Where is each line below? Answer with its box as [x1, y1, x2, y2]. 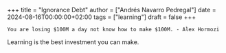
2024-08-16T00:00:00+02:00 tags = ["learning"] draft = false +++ [7, 13, 196, 21]
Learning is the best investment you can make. [7, 38, 139, 46]
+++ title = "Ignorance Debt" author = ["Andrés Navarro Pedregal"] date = [7, 6, 216, 14]
